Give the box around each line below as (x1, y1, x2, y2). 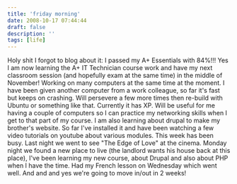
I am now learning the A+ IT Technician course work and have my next (7, 64, 213, 72)
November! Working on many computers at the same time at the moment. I (7, 79, 225, 87)
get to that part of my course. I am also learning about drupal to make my (7, 116, 221, 125)
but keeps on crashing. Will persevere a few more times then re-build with (7, 93, 223, 103)
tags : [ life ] (7, 37, 46, 44)
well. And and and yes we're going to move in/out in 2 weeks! (7, 169, 187, 178)
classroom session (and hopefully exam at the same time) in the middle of (7, 71, 223, 80)
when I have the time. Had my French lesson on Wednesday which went (7, 161, 217, 170)
